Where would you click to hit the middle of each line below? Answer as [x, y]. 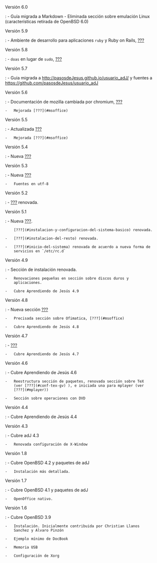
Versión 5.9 [16, 31]
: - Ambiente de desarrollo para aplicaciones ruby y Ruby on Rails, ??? [75, 40]
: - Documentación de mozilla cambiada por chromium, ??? [64, 102]
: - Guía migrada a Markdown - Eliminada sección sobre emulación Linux [78, 16]
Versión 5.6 [16, 92]
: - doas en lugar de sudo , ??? [33, 59]
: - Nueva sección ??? [27, 309]
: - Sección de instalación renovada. [41, 269]
